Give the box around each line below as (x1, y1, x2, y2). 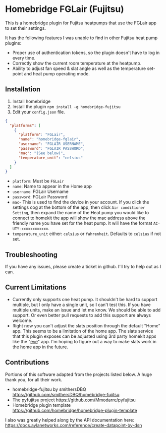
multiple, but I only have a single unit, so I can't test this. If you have (12, 302, 151, 308)
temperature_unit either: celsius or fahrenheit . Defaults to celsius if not (12, 231, 161, 237)
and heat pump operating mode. (24, 70, 90, 76)
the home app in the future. (12, 344, 68, 350)
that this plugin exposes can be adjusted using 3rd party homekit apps (12, 333, 157, 339)
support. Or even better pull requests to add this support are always (12, 312, 151, 318)
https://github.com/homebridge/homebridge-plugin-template (12, 407, 138, 413)
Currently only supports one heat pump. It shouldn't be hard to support (12, 296, 158, 302)
